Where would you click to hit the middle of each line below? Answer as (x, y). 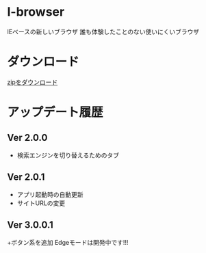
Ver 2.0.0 (27, 138)
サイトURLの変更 (41, 203)
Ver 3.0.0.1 (30, 225)
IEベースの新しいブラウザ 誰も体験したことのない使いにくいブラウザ (103, 31)
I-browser (36, 12)
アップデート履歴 (55, 112)
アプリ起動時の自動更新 (50, 194)
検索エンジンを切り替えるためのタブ (68, 155)
